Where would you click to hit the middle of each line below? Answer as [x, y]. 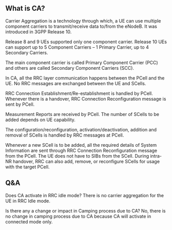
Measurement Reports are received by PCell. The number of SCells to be [82, 114]
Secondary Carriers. [27, 52]
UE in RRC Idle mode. [28, 201]
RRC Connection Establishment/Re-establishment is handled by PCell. [79, 93]
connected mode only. [29, 222]
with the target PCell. [27, 167]
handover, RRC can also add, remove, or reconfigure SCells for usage [86, 161]
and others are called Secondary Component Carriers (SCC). [70, 68]
